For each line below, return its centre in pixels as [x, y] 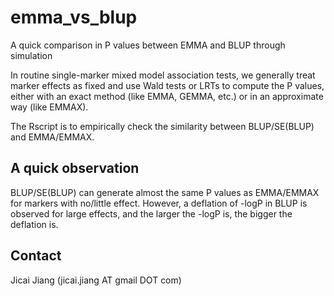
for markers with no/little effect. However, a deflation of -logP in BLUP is [159, 203]
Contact [36, 256]
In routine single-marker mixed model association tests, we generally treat [163, 75]
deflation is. [34, 224]
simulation [31, 55]
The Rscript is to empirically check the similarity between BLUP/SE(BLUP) [162, 126]
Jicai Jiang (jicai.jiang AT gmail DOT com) [96, 280]
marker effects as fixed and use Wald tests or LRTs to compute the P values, [167, 85]
